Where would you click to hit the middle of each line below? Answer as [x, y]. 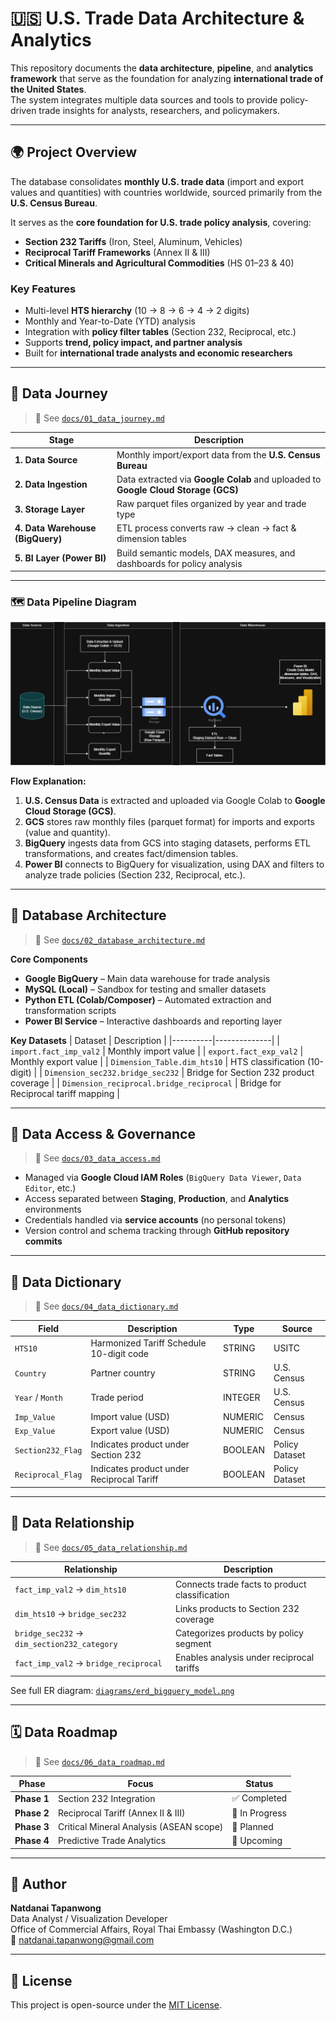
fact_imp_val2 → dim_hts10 [70, 1589]
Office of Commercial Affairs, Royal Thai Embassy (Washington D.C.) [151, 1929]
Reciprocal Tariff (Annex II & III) [121, 1813]
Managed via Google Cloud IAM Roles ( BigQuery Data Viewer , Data [163, 1178]
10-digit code [120, 1353]
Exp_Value [35, 1431]
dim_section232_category [66, 1645]
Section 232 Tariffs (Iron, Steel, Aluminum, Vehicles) [133, 241]
